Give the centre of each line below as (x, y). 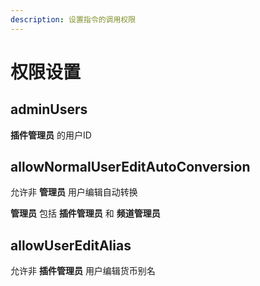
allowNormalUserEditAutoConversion (130, 167)
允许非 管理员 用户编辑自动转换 (74, 192)
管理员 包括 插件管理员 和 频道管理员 (85, 213)
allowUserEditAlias (71, 245)
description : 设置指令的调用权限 (73, 19)
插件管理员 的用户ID (51, 135)
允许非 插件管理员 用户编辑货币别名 (83, 271)
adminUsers (49, 109)
